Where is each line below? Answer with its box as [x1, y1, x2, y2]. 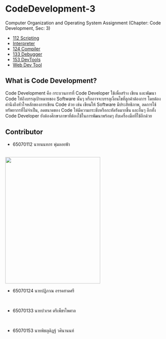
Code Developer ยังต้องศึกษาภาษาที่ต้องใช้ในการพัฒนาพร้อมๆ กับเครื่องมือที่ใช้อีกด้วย [5, 112, 152, 119]
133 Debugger [12, 51, 43, 57]
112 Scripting [12, 35, 39, 41]
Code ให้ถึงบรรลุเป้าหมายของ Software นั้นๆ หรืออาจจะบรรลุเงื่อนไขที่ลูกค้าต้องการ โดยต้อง [5, 96, 161, 102]
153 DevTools [12, 56, 41, 62]
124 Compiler [12, 46, 40, 52]
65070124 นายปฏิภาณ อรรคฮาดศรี [12, 287, 75, 293]
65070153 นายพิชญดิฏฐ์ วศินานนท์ [12, 327, 74, 333]
